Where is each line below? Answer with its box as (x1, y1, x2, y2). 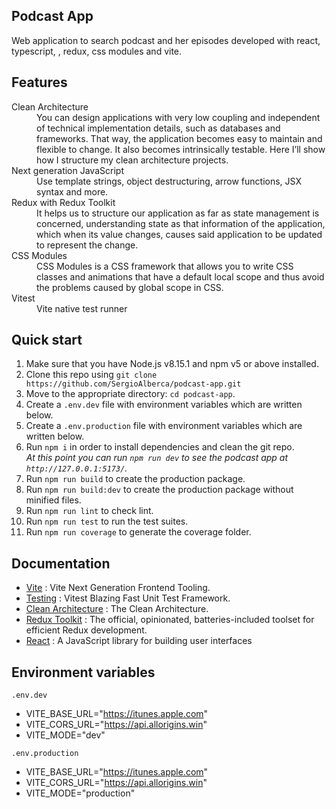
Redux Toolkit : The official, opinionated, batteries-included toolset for (25, 614, 315, 626)
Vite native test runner (36, 302, 128, 314)
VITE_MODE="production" (25, 787, 136, 799)
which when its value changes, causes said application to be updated (36, 228, 323, 240)
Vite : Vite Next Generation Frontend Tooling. (25, 582, 211, 594)
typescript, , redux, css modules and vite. (11, 45, 183, 57)
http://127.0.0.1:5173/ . (25, 462, 128, 474)
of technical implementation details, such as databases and (36, 122, 281, 134)
